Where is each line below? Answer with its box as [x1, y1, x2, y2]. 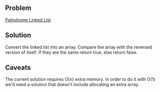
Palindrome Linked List [5, 17, 51, 23]
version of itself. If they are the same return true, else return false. [5, 49, 138, 55]
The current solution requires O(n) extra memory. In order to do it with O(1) [5, 76, 156, 82]
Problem [5, 4, 32, 12]
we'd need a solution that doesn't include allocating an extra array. [5, 82, 139, 88]
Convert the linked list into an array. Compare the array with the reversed [5, 44, 152, 50]
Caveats [5, 64, 31, 72]
